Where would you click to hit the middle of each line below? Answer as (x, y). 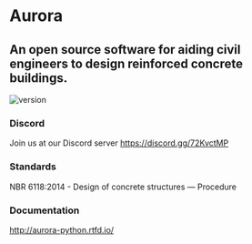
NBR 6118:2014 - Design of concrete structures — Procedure (123, 187)
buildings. (39, 78)
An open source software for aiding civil (125, 50)
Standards (33, 167)
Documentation (45, 210)
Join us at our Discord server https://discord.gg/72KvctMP (119, 143)
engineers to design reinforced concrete (126, 63)
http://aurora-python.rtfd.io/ (62, 229)
